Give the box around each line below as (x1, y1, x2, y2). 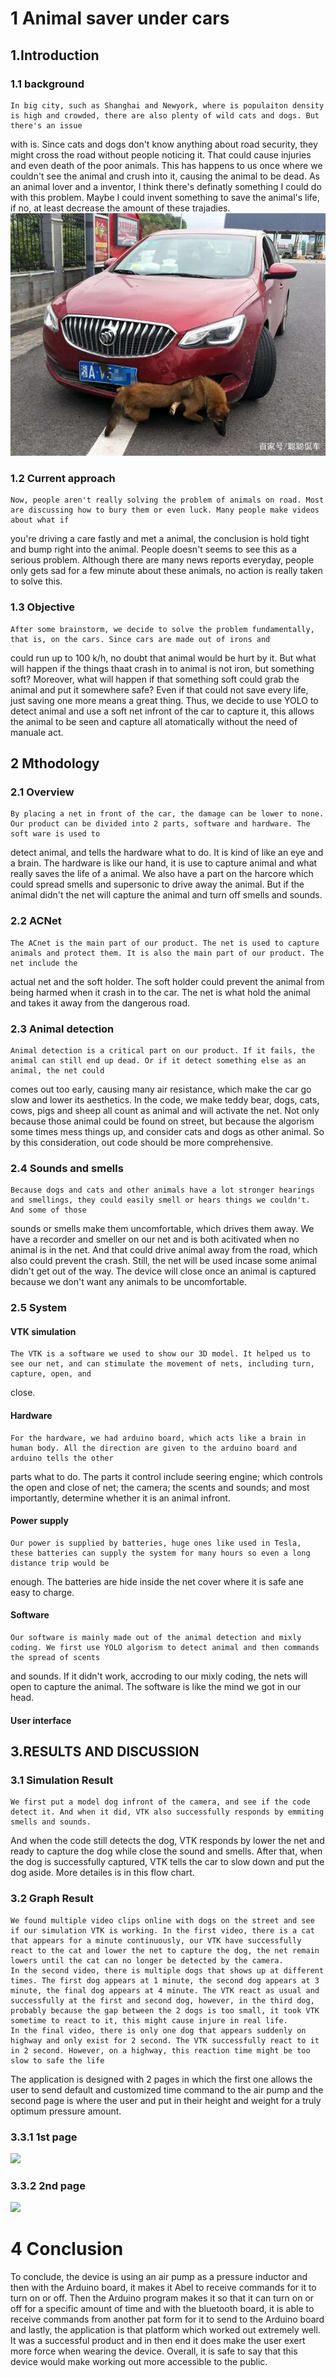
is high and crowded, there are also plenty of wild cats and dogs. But (10, 110, 320, 121)
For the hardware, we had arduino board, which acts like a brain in (10, 1433, 307, 1443)
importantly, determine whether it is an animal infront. (10, 1492, 231, 1504)
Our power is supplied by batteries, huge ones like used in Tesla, (10, 1538, 302, 1548)
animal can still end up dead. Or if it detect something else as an (10, 1055, 307, 1066)
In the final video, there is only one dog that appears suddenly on (10, 2025, 307, 2036)
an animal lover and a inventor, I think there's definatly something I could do (10, 180, 322, 192)
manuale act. (10, 726, 64, 738)
